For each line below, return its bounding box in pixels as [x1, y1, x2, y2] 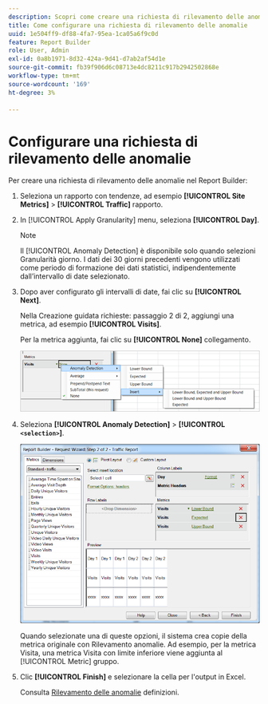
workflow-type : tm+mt [8, 72, 81, 80]
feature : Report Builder [8, 38, 91, 46]
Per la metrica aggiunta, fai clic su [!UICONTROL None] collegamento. [19, 335, 251, 345]
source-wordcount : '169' [8, 80, 91, 88]
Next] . [19, 295, 41, 305]
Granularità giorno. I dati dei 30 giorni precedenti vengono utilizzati [19, 255, 241, 264]
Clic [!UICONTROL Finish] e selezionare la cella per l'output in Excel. [19, 671, 246, 682]
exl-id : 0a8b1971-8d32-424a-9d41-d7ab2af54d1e [8, 55, 166, 63]
